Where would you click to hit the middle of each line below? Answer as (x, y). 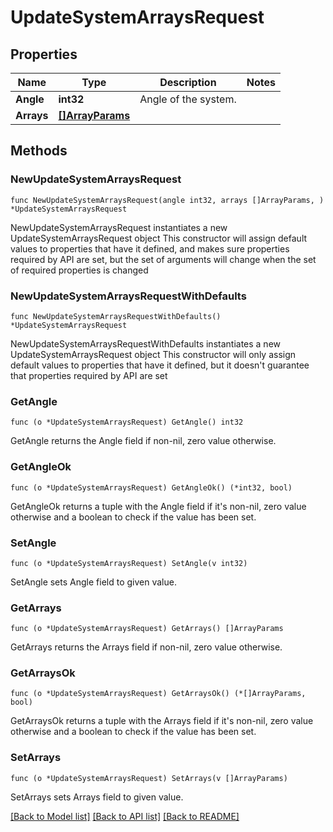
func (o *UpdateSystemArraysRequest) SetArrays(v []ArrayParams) (149, 778)
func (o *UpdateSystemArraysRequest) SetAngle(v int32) (129, 563)
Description (188, 82)
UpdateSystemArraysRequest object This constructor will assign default (159, 238)
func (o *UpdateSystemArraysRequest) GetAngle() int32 (127, 422)
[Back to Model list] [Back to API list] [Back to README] (125, 816)
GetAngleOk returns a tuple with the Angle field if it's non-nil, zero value (158, 506)
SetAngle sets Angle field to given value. (93, 582)
